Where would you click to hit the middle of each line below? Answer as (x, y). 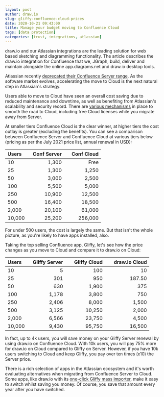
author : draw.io (22, 14)
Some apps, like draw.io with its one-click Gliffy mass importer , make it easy (82, 379)
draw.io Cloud (130, 262)
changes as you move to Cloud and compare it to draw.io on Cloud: (73, 250)
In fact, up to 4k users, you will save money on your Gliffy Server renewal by (82, 338)
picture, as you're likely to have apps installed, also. (57, 235)
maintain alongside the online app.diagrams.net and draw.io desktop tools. (80, 66)
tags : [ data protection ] (30, 32)
